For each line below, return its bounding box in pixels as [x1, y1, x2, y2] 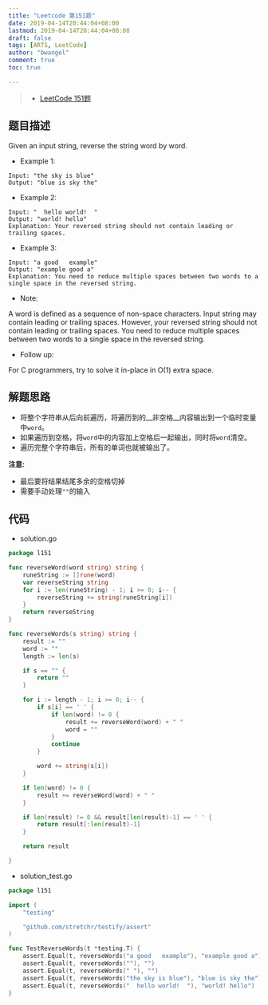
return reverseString [22, 608, 94, 617]
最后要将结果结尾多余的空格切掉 [19, 476, 125, 487]
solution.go [19, 534, 57, 543]
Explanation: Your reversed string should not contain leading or [8, 222, 234, 230]
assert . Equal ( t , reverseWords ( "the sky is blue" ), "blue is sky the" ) [22, 974, 262, 982]
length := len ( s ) [22, 652, 81, 660]
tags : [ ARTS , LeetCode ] [8, 41, 88, 49]
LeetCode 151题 [39, 93, 92, 103]
